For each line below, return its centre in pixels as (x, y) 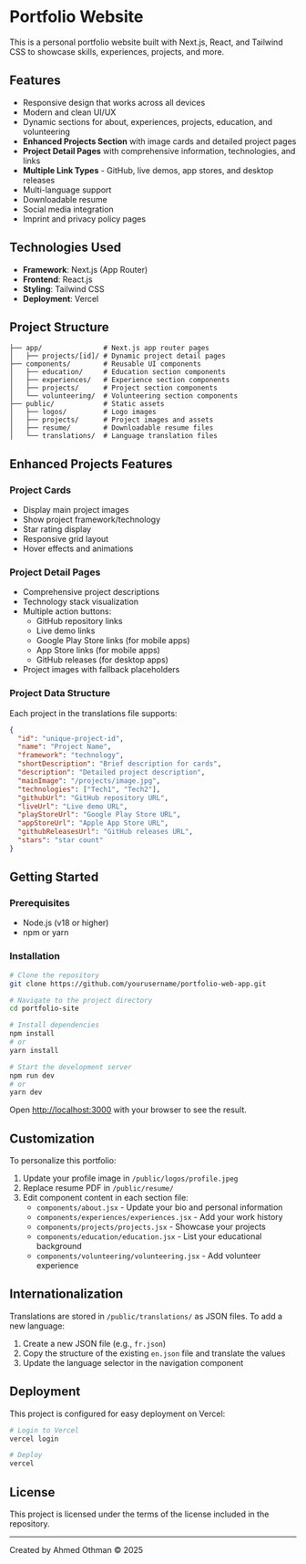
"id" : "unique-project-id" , (71, 738)
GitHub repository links (79, 621)
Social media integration (68, 209)
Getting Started (54, 877)
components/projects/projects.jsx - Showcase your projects (151, 1227)
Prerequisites (40, 903)
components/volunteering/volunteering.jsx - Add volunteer (148, 1256)
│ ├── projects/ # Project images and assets (112, 420)
